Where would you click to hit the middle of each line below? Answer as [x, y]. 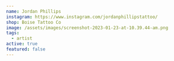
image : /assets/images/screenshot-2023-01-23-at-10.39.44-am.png [87, 28]
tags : [13, 33]
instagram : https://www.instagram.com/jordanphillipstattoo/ [82, 17]
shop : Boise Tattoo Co [34, 22]
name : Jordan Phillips [34, 11]
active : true [22, 44]
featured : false [26, 49]
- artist [22, 38]
